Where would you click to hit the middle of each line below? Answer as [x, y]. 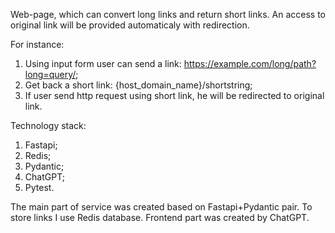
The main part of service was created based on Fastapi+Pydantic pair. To [161, 207]
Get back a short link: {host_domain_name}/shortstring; [138, 85]
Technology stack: [48, 125]
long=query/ [50, 74]
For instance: [37, 44]
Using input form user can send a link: [103, 63]
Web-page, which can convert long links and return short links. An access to [168, 14]
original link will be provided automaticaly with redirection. [130, 25]
